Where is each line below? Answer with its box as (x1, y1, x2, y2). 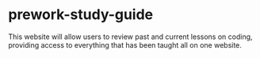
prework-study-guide (8, 6, 154, 24)
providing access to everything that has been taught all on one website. (8, 40, 242, 49)
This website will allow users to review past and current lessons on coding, (8, 32, 253, 41)
